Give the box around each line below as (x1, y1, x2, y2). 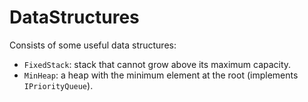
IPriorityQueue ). (23, 79, 94, 91)
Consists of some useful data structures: (9, 39, 177, 51)
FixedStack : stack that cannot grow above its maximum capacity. (23, 58, 292, 70)
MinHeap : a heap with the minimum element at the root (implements (23, 69, 299, 81)
